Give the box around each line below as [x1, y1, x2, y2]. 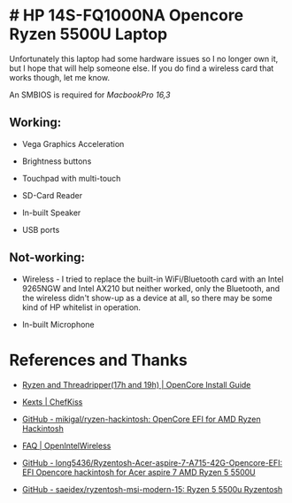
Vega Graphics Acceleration [21, 138, 125, 149]
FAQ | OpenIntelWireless [21, 440, 111, 451]
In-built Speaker [21, 207, 81, 218]
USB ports [21, 224, 60, 235]
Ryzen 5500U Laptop [9, 24, 168, 44]
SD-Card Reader [21, 190, 82, 200]
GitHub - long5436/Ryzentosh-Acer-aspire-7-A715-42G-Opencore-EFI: [21, 457, 283, 468]
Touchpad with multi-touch [21, 173, 121, 183]
